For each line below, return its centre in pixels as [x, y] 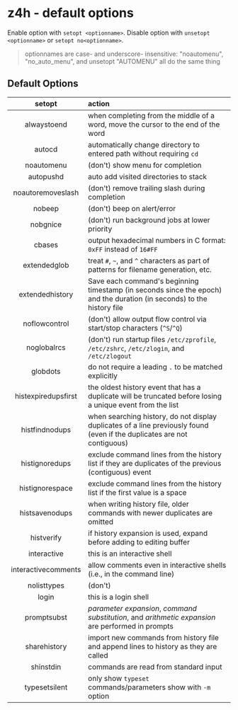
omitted [101, 522]
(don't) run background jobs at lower [149, 219]
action [99, 103]
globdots [46, 371]
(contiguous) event [120, 472]
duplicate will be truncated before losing [155, 396]
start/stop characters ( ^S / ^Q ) [135, 328]
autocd [46, 149]
